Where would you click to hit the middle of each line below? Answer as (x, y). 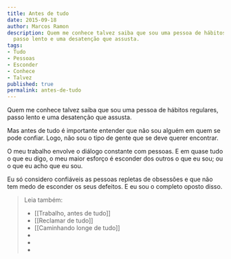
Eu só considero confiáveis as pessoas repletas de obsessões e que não (110, 179)
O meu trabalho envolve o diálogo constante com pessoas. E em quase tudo (115, 152)
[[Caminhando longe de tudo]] (77, 228)
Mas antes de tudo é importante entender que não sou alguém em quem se (114, 131)
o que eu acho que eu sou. (45, 166)
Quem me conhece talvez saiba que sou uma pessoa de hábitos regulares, (113, 110)
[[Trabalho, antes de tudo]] (73, 214)
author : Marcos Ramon (38, 26)
